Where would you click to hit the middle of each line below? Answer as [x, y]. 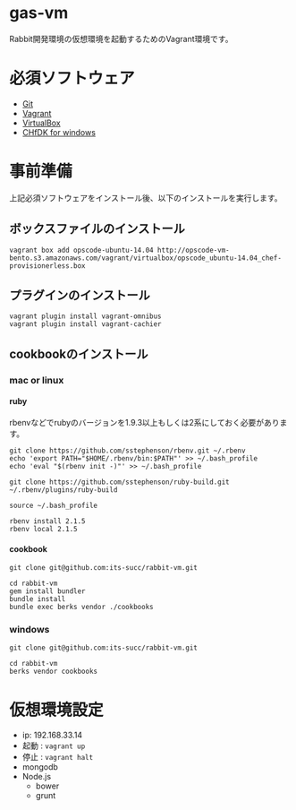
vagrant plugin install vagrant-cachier [86, 324]
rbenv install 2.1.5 [48, 521]
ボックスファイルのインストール [97, 229]
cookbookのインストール [79, 353]
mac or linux [37, 380]
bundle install [38, 599]
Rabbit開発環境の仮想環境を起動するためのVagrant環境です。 [121, 39]
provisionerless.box [48, 266]
